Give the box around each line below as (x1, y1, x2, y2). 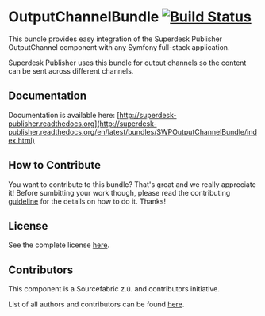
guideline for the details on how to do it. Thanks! (8, 196, 167, 206)
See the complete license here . (8, 240, 109, 249)
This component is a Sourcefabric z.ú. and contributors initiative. (8, 284, 221, 294)
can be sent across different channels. (8, 66, 134, 75)
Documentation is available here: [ (8, 110, 121, 120)
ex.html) (8, 135, 36, 145)
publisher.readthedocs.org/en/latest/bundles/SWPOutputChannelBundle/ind (8, 127, 258, 136)
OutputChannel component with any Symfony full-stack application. (8, 42, 230, 51)
